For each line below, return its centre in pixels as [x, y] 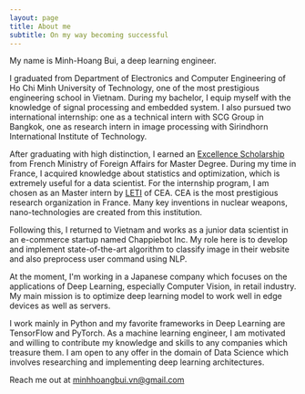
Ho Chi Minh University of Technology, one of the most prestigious [134, 88]
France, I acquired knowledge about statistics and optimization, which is [145, 173]
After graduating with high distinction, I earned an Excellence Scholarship [147, 154]
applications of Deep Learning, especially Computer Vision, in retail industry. [153, 286]
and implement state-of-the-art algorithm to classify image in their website [149, 249]
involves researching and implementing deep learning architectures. [137, 362]
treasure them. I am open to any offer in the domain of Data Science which [149, 353]
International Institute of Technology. [78, 137]
